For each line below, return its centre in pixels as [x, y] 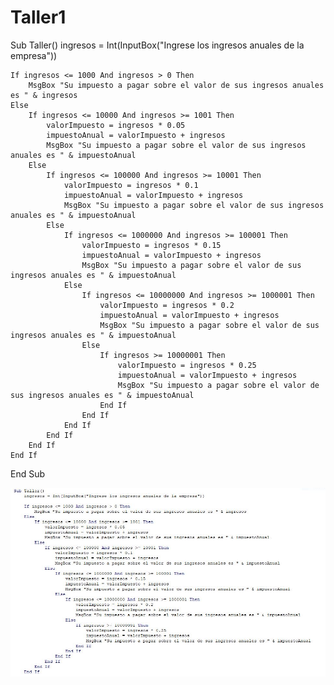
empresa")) [34, 55]
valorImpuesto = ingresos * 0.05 [116, 125]
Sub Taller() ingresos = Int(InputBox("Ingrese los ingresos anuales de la [157, 45]
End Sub [28, 473]
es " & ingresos [44, 95]
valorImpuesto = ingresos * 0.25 [187, 365]
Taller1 [38, 17]
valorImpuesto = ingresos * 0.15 [151, 245]
